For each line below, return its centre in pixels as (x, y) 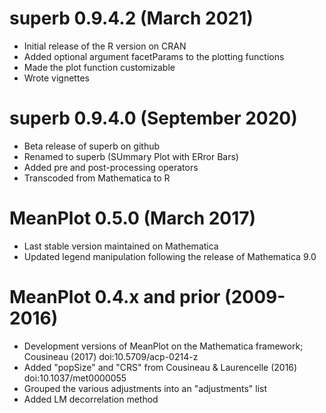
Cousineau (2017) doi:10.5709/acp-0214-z (111, 356)
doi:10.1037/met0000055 (75, 378)
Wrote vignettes (56, 78)
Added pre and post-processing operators (111, 167)
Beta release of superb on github (92, 146)
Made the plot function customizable (99, 67)
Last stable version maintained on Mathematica (121, 246)
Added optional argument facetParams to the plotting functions (154, 56)
